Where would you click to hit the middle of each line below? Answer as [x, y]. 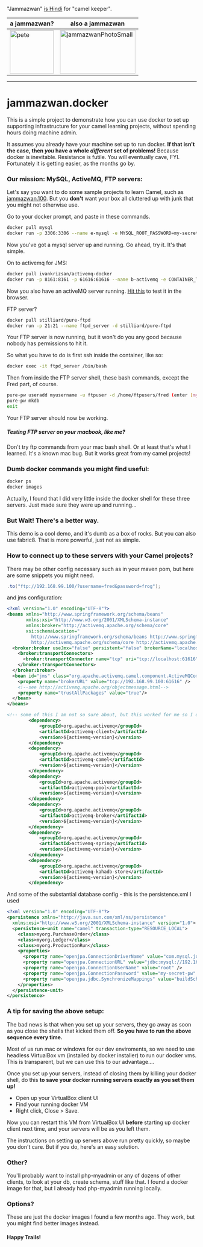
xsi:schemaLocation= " [53, 631]
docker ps [19, 481]
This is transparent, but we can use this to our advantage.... [81, 1061]
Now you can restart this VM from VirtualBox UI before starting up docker [98, 1122]
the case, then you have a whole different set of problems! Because [93, 151]
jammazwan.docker [58, 103]
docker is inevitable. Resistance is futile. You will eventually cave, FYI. [93, 157]
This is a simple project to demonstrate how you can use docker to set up [98, 119]
